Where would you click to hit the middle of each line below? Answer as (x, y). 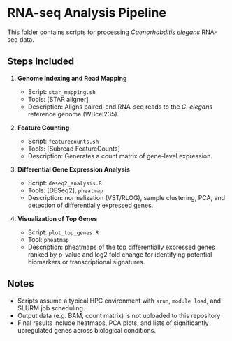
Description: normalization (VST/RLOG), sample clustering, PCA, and (126, 197)
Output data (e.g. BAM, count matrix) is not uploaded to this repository (119, 315)
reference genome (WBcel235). (73, 114)
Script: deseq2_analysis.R (65, 183)
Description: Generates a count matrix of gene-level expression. (120, 156)
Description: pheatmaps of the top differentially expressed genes (121, 247)
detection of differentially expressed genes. (90, 205)
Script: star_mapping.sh (61, 91)
